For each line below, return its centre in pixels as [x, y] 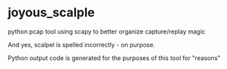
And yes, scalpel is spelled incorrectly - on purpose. [82, 44]
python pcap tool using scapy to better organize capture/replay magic [107, 31]
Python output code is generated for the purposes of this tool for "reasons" [114, 58]
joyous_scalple [51, 13]
